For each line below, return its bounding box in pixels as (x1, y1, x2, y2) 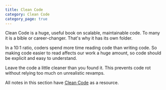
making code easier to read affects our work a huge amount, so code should (5, 50, 162, 56)
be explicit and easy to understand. (5, 55, 77, 61)
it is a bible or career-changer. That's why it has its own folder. (5, 35, 133, 41)
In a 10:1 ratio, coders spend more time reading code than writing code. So (5, 45, 157, 51)
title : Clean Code (5, 7, 43, 12)
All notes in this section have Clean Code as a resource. (5, 80, 119, 86)
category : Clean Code (5, 12, 50, 17)
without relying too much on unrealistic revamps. (5, 70, 105, 76)
